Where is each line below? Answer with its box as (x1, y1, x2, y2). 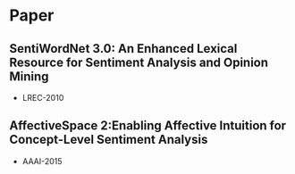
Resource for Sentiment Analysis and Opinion (9, 54, 269, 70)
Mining (9, 69, 49, 84)
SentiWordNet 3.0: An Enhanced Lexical (9, 41, 238, 56)
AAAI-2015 (21, 155, 63, 166)
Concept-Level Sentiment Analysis (9, 132, 208, 147)
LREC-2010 (21, 93, 64, 103)
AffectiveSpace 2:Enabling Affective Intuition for (9, 118, 287, 134)
